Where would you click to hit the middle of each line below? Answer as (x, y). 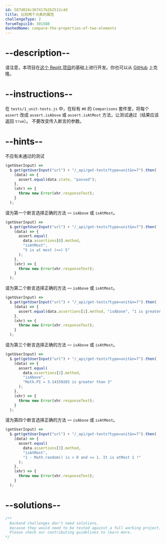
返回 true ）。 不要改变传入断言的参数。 (45, 121)
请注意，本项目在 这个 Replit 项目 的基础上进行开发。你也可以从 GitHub (77, 67)
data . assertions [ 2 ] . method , (52, 373)
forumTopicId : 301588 (28, 24)
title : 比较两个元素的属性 (30, 14)
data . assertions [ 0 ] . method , (52, 241)
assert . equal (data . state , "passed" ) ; (57, 179)
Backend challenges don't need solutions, (54, 523)
